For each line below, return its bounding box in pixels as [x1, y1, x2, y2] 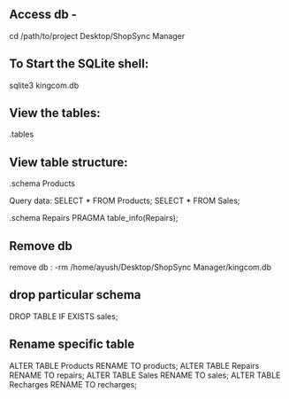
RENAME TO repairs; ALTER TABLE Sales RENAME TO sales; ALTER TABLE [9, 370, 281, 380]
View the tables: [9, 106, 101, 121]
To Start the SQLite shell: [9, 57, 149, 72]
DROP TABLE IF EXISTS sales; [9, 310, 118, 322]
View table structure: [9, 154, 128, 169]
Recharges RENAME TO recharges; [9, 379, 137, 389]
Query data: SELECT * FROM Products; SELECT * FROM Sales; [9, 195, 240, 207]
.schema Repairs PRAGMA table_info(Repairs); [9, 213, 179, 223]
